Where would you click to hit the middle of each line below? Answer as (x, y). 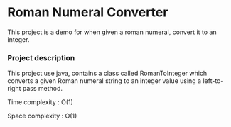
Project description (41, 57)
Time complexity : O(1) (40, 102)
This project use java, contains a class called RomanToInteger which (107, 73)
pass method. (42, 89)
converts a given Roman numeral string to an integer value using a (104, 81)
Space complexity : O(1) (42, 116)
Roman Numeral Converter (88, 12)
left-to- (213, 81)
